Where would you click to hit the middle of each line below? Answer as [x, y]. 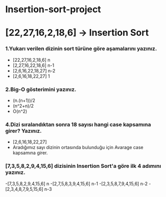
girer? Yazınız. [23, 131]
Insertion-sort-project [53, 9]
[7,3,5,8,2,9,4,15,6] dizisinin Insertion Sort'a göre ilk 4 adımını [83, 166]
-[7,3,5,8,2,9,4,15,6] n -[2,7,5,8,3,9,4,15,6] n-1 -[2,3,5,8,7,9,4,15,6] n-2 [77, 183]
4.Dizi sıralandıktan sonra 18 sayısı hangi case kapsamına [78, 125]
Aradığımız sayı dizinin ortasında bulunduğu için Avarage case [78, 147]
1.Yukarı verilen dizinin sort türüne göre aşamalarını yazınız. [81, 48]
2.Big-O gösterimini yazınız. [41, 89]
